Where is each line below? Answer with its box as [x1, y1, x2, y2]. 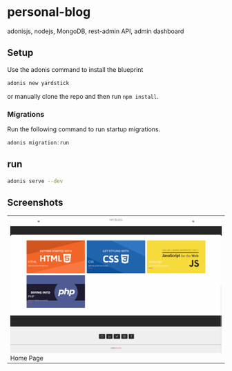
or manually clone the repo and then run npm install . [7, 92, 159, 100]
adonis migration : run [7, 139, 70, 146]
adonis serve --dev [7, 178, 64, 184]
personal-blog [7, 4, 91, 20]
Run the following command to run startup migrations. [7, 125, 161, 133]
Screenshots [7, 196, 64, 208]
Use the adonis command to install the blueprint [7, 65, 144, 73]
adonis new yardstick [7, 79, 70, 86]
